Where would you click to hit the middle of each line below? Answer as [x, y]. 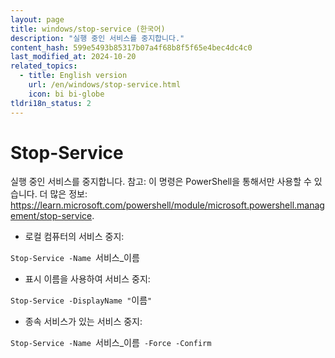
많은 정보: [68, 194]
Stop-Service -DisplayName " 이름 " [81, 300]
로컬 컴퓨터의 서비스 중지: [74, 237]
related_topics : [44, 66]
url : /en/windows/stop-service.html [105, 85]
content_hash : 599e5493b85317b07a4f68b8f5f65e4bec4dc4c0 [131, 47]
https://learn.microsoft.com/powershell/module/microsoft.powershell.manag [167, 205]
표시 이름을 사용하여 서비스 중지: [87, 279]
